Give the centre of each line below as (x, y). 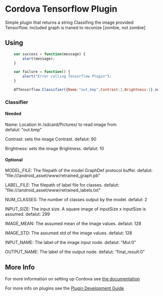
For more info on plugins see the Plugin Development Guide (65, 288)
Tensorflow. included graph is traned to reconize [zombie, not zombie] (75, 27)
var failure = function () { (42, 72)
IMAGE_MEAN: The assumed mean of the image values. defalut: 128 (73, 224)
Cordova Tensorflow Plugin (61, 9)
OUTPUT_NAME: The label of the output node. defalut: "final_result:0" (75, 252)
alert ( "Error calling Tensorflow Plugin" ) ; (67, 76)
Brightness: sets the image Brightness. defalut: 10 (55, 148)
